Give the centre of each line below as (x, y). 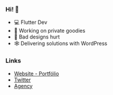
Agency (23, 86)
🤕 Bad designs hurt (37, 37)
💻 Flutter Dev (31, 22)
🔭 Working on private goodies (50, 31)
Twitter (22, 80)
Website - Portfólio (36, 73)
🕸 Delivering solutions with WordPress (61, 44)
